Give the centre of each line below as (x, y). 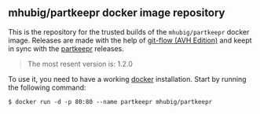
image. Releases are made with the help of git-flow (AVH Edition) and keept (130, 40)
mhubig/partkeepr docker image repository (117, 13)
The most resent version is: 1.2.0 (80, 64)
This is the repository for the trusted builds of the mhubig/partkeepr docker (129, 31)
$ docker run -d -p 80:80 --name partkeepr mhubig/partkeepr (110, 101)
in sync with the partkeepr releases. (66, 48)
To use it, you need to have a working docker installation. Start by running (127, 79)
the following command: (47, 87)
